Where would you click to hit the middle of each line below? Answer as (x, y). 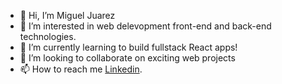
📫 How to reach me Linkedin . (81, 69)
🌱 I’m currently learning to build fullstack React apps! (128, 47)
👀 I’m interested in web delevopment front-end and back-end (145, 26)
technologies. (48, 36)
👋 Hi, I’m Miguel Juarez (67, 15)
